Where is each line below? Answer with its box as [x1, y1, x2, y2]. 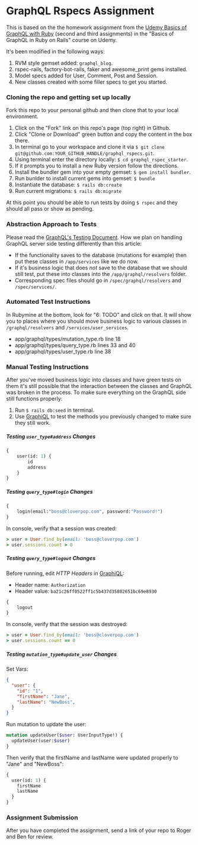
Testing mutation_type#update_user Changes [6, 650, 117, 657]
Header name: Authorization [14, 581, 86, 588]
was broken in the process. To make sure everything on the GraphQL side [6, 389, 186, 396]
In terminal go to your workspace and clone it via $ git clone [14, 144, 165, 151]
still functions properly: [6, 395, 63, 402]
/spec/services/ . [14, 283, 57, 290]
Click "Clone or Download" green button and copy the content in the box [14, 131, 193, 138]
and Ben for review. [6, 833, 54, 840]
